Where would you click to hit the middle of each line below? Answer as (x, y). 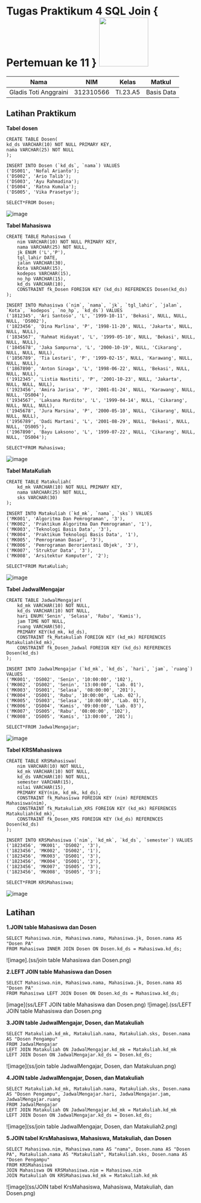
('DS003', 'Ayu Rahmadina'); (43, 181)
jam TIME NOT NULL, (42, 621)
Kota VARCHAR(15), (40, 268)
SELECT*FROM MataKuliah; (37, 566)
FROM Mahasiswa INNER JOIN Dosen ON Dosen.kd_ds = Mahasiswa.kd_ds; (94, 949)
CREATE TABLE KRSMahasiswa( (42, 761)
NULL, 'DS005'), (27, 427)
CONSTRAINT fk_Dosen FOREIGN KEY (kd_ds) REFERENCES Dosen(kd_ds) (102, 289)
